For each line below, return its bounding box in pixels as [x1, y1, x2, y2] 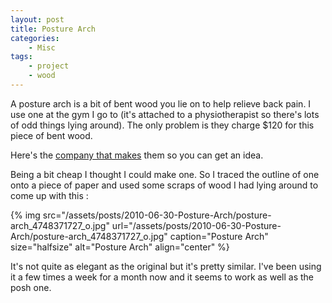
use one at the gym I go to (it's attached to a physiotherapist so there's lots [10, 108, 320, 120]
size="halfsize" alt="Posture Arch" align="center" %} [10, 241, 230, 253]
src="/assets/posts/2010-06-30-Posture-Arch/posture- [42, 209, 272, 221]
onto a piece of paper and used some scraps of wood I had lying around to [10, 179, 319, 191]
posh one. [10, 281, 52, 293]
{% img [10, 209, 41, 221]
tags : [10, 52, 33, 62]
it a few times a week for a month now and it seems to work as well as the [10, 271, 314, 283]
